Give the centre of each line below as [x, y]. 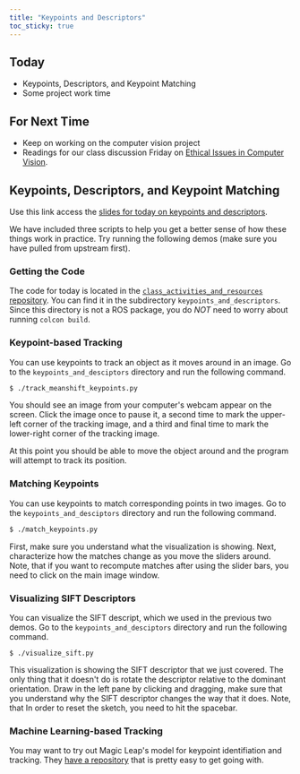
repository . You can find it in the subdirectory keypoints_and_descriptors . [145, 300]
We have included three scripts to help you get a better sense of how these [148, 228]
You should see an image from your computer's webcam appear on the [141, 405]
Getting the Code [47, 271]
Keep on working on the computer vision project [111, 143]
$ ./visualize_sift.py [51, 653]
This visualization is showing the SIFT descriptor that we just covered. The [146, 669]
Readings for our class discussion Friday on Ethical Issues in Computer [153, 152]
